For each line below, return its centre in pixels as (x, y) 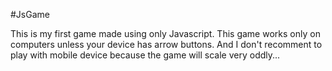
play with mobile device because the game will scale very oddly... (145, 55)
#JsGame (30, 14)
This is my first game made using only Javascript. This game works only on (165, 33)
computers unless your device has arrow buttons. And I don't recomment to (166, 44)
